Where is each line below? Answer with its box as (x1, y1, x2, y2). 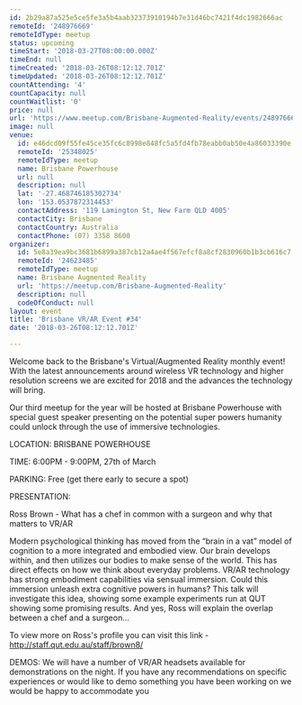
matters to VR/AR (9, 518, 74, 528)
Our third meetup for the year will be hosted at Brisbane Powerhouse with (9, 402, 282, 413)
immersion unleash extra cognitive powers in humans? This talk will (9, 583, 259, 594)
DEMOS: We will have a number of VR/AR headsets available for (9, 657, 246, 667)
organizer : (9, 240, 50, 249)
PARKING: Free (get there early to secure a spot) (9, 474, 189, 484)
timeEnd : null (9, 55, 63, 64)
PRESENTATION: (9, 491, 71, 501)
